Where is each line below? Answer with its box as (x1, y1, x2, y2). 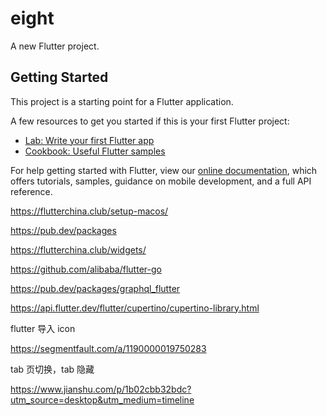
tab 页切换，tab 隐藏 (10, 363, 95, 375)
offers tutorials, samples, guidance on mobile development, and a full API (10, 175, 312, 187)
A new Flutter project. (10, 40, 100, 52)
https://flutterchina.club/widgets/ (10, 243, 147, 256)
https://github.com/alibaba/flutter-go (10, 263, 162, 275)
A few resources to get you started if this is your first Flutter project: (10, 115, 290, 127)
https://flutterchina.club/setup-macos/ (10, 205, 169, 217)
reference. (10, 185, 53, 197)
